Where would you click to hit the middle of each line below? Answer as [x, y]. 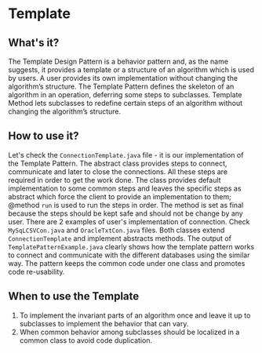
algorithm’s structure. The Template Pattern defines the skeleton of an [121, 86]
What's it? [34, 43]
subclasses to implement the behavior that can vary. [104, 323]
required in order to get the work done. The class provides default [115, 180]
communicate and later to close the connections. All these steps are [118, 171]
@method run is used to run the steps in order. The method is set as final [126, 205]
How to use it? [44, 136]
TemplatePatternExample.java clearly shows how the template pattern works [131, 246]
